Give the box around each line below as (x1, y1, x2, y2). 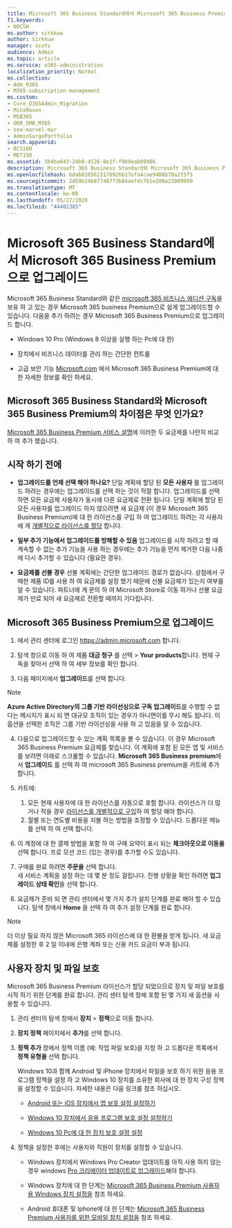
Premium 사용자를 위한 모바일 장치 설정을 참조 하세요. (27, 1213, 173, 1222)
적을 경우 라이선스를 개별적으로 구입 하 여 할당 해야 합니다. (40, 808, 195, 816)
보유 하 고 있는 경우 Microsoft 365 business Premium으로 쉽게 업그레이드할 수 (7, 303, 221, 311)
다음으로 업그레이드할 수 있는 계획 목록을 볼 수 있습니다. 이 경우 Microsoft (17, 735, 215, 743)
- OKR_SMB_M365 (7, 119, 51, 127)
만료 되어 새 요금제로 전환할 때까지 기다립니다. (30, 594, 154, 603)
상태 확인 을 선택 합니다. (35, 880, 98, 889)
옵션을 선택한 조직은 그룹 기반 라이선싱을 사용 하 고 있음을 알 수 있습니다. (7, 720, 202, 728)
